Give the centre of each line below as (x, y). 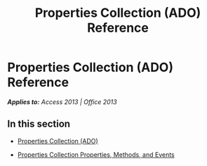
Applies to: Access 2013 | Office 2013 (62, 102)
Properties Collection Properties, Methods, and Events (96, 154)
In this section (39, 124)
